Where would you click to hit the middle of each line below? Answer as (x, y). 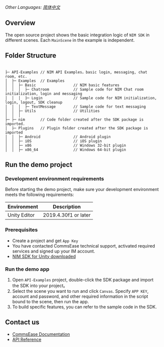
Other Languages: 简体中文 (33, 7)
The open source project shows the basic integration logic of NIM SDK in (77, 35)
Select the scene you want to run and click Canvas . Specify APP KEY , (80, 291)
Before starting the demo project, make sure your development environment (82, 189)
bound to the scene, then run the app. (51, 301)
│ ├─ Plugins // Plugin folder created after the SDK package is (77, 128)
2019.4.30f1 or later (67, 215)
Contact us (22, 322)
